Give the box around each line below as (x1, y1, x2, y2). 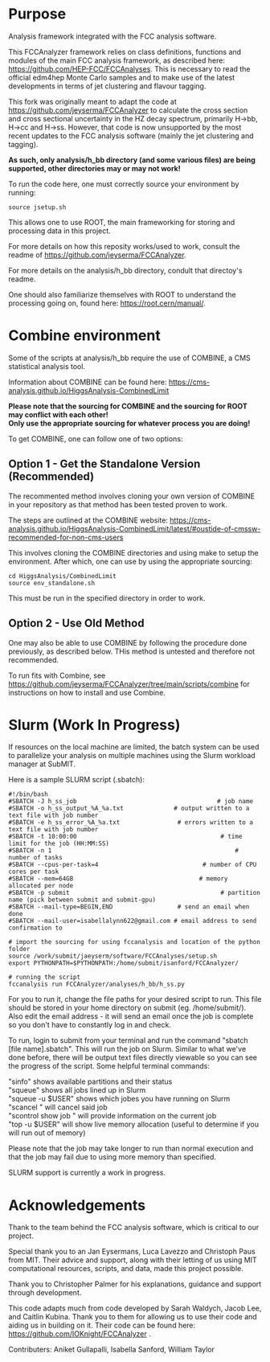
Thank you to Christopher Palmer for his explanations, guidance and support (8, 1279, 262, 1289)
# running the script (8, 974, 81, 982)
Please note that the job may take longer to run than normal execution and (8, 1143, 254, 1154)
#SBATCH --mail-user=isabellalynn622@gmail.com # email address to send (8, 917, 257, 925)
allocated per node (8, 882, 74, 890)
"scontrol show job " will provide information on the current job (8, 1111, 217, 1121)
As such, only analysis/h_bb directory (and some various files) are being (8, 154, 256, 165)
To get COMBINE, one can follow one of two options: (8, 433, 183, 443)
